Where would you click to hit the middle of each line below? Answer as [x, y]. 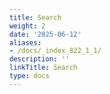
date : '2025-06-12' [46, 34]
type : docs [30, 76]
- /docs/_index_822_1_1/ [55, 51]
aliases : [25, 43]
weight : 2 [28, 26]
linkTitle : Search [43, 68]
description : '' [39, 59]
